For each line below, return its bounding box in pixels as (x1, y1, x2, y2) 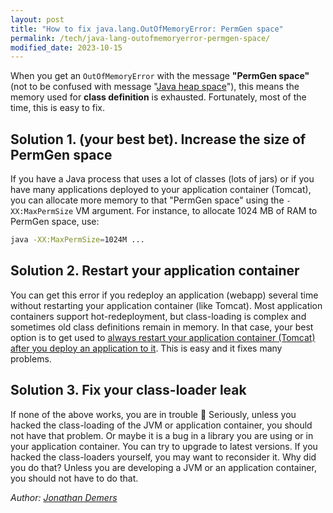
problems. (10, 352, 52, 365)
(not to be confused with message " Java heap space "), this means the (10, 81, 300, 93)
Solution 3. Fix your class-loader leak (10, 382, 247, 399)
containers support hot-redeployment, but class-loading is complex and (10, 310, 307, 322)
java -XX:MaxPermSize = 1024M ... (10, 235, 145, 245)
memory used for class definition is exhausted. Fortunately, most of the (10, 91, 307, 103)
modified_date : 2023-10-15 (10, 42, 123, 53)
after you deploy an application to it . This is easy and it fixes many (10, 342, 283, 354)
